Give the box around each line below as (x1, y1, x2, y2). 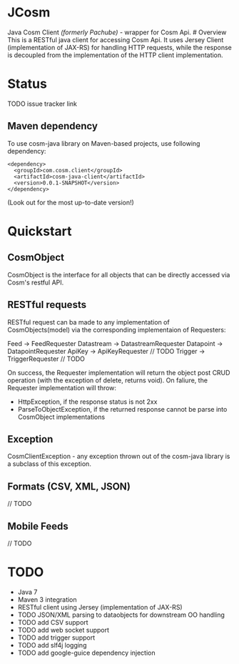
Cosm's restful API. (7, 278, 64, 287)
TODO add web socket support (17, 625, 109, 634)
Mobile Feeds (7, 520, 69, 532)
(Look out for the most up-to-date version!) (7, 198, 134, 207)
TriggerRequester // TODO (7, 355, 86, 363)
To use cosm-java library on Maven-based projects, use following (7, 139, 200, 147)
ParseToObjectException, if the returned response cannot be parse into (17, 405, 228, 413)
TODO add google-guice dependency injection (17, 648, 156, 657)
